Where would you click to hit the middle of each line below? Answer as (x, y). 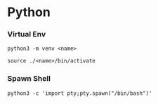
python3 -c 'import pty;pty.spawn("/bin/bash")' (80, 93)
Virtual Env (27, 34)
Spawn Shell (29, 79)
